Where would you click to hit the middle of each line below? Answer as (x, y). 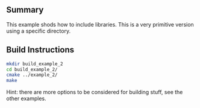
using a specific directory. (39, 31)
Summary (25, 10)
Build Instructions (40, 50)
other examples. (26, 98)
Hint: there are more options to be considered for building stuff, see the (95, 92)
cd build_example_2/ (32, 69)
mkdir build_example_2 (35, 64)
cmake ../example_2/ (32, 75)
